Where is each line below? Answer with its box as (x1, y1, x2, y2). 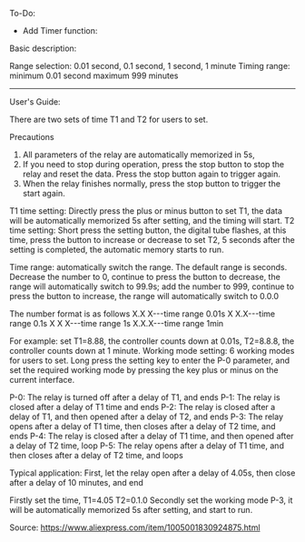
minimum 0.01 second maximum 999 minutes (9, 70, 179, 81)
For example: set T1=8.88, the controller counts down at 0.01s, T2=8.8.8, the (9, 336, 295, 346)
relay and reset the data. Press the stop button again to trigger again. (22, 168, 281, 179)
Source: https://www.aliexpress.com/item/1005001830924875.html (9, 522, 261, 533)
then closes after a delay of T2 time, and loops (9, 450, 183, 460)
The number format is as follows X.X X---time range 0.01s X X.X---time (9, 308, 275, 319)
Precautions (9, 132, 54, 142)
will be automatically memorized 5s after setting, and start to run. (9, 505, 253, 515)
